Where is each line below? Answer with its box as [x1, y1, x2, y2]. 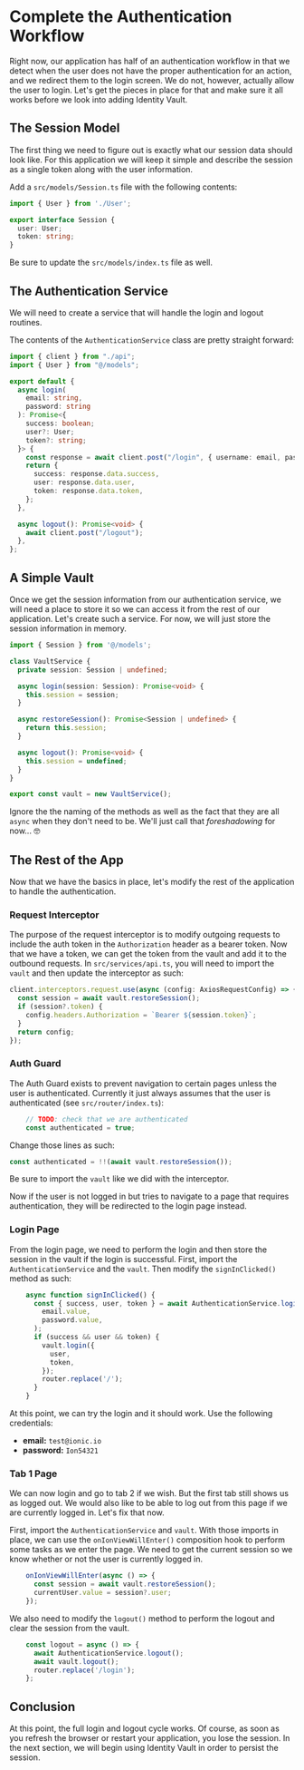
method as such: [9, 1272, 72, 1284]
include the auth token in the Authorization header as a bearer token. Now [9, 938, 288, 949]
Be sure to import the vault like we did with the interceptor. [9, 1173, 230, 1184]
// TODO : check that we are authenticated [25, 1114, 188, 1123]
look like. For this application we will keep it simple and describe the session [9, 154, 293, 165]
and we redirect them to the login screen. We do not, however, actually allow [9, 74, 295, 85]
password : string [25, 402, 91, 412]
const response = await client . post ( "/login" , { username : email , [25, 452, 281, 462]
